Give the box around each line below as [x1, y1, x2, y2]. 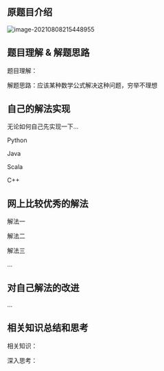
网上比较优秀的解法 [7, 198, 89, 210]
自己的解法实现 [7, 103, 71, 115]
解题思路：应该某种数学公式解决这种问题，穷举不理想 [7, 81, 158, 89]
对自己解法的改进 [7, 282, 80, 293]
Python [7, 136, 27, 144]
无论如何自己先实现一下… [7, 122, 79, 131]
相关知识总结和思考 [7, 322, 89, 334]
